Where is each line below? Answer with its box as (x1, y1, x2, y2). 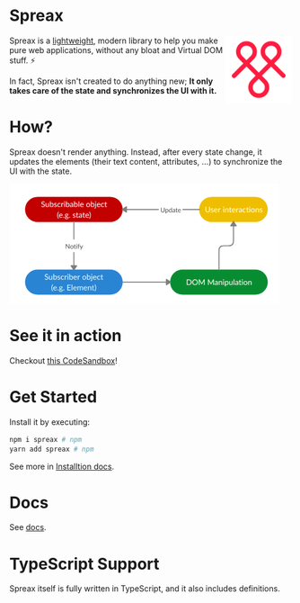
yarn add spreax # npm (9, 445, 94, 454)
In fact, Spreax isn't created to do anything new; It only (9, 76, 214, 86)
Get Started (9, 387, 97, 408)
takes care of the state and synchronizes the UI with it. (9, 85, 217, 95)
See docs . (9, 522, 47, 533)
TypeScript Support (9, 553, 160, 574)
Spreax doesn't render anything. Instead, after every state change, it (9, 146, 262, 157)
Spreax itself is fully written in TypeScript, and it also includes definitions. (9, 583, 280, 594)
